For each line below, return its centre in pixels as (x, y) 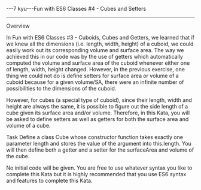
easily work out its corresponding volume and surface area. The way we (95, 50)
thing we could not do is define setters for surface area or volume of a (93, 76)
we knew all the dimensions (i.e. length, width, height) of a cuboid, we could (100, 44)
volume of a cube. (28, 126)
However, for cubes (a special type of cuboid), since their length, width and (99, 100)
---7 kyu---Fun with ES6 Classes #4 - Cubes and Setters (76, 9)
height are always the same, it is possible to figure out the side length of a (97, 106)
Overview (18, 26)
